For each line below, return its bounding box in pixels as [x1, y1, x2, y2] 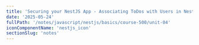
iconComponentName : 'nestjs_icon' [6, 25, 92, 31]
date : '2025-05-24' [6, 14, 54, 20]
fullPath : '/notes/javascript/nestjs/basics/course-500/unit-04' [6, 19, 171, 25]
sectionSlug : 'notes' [6, 30, 60, 36]
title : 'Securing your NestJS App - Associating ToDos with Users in [6, 8, 182, 15]
